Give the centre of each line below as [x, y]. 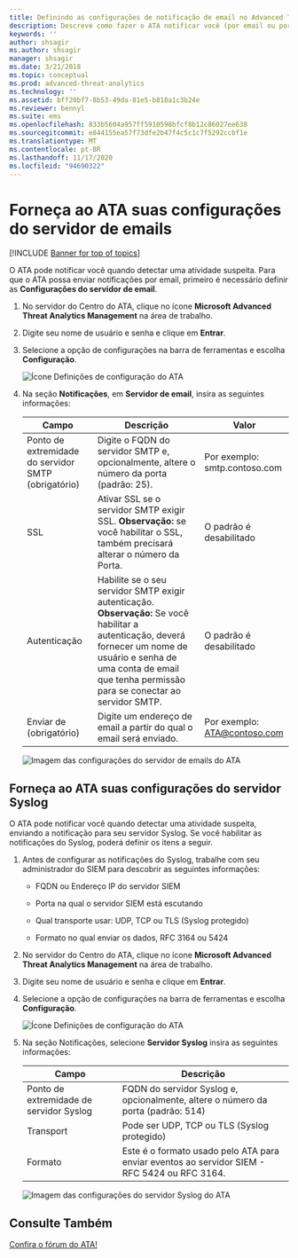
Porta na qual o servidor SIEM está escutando [119, 904]
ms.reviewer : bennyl [47, 108]
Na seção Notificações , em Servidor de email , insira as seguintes [143, 394]
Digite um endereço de [145, 717]
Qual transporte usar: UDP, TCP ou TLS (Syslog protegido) [142, 921]
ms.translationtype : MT [53, 141]
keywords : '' [33, 34]
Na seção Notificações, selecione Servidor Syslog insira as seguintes [150, 1042]
